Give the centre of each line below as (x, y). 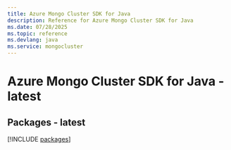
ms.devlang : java (33, 40)
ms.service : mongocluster (45, 46)
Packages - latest (46, 122)
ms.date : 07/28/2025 (38, 27)
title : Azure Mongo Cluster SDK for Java (69, 14)
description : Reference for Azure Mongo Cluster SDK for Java (100, 20)
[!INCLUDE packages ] (39, 139)
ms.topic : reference (38, 33)
